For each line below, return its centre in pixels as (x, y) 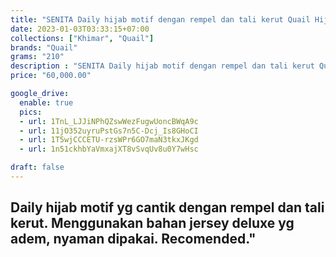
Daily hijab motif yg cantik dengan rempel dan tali (167, 207)
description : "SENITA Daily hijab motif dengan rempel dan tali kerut (162, 66)
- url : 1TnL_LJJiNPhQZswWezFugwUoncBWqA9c (109, 121)
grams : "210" (37, 57)
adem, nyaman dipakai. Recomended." (133, 239)
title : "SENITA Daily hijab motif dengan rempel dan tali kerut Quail (160, 19)
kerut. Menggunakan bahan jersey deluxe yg (152, 223)
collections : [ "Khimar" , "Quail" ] (82, 38)
